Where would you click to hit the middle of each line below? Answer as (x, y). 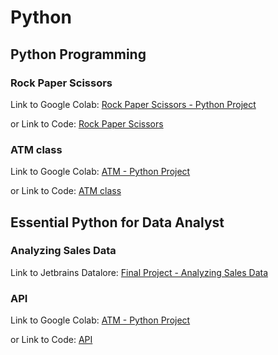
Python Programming (78, 54)
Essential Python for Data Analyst (117, 222)
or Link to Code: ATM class (66, 191)
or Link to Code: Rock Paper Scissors (87, 123)
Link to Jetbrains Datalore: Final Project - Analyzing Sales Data (139, 272)
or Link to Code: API (51, 340)
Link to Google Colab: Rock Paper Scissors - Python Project (133, 104)
